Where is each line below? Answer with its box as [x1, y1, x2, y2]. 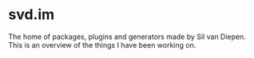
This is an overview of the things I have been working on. [8, 40, 196, 49]
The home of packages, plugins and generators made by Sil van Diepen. [8, 32, 246, 41]
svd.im [8, 6, 55, 24]
